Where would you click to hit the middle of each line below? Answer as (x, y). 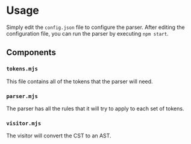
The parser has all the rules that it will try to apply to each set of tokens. (95, 108)
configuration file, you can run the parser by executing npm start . (87, 33)
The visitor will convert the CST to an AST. (59, 136)
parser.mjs (22, 96)
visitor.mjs (24, 123)
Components (31, 53)
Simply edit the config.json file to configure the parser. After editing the (95, 27)
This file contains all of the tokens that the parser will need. (80, 81)
